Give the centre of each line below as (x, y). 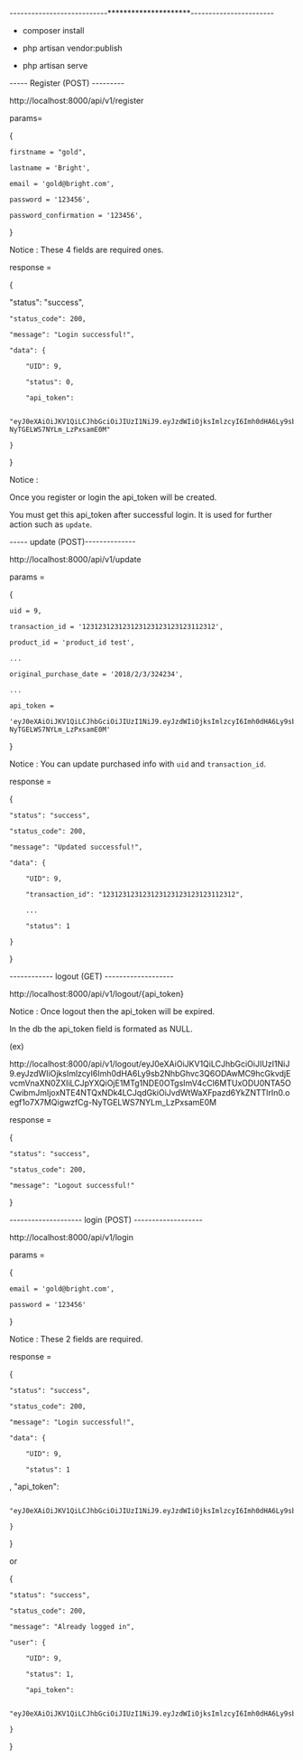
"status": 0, (50, 382)
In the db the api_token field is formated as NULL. (101, 1029)
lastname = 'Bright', (50, 168)
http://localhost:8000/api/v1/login (71, 1237)
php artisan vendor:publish (73, 48)
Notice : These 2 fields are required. (76, 1339)
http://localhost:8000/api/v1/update (75, 559)
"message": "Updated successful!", (76, 847)
